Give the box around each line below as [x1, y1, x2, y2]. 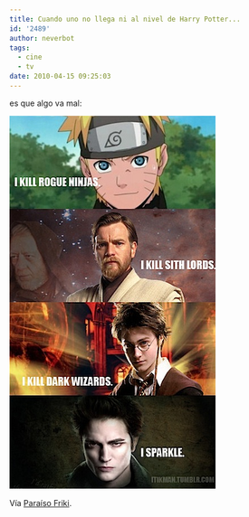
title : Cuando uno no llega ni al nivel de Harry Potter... [9, 14, 242, 23]
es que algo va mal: [9, 98, 82, 108]
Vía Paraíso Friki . [9, 497, 72, 508]
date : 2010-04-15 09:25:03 [9, 72, 111, 81]
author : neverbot [9, 33, 75, 42]
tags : [9, 43, 30, 52]
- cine [17, 52, 43, 62]
